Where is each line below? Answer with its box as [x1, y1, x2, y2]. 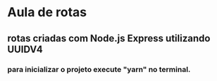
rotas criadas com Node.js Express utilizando [7, 32, 211, 44]
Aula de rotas [7, 4, 87, 20]
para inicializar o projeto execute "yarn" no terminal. [7, 64, 191, 74]
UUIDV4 [7, 43, 44, 55]
